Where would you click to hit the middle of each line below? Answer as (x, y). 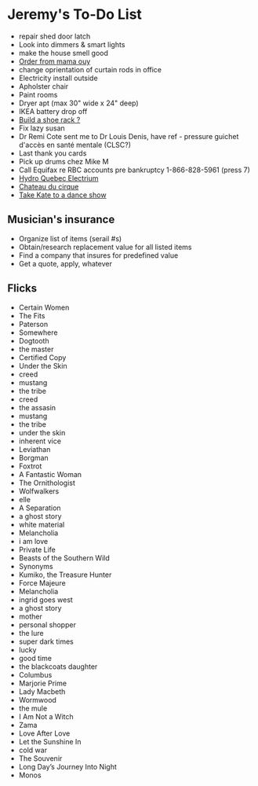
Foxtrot (30, 466)
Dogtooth (34, 340)
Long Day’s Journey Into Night (67, 766)
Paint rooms (38, 94)
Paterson (33, 324)
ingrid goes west (46, 600)
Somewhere (38, 332)
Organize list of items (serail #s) (70, 238)
